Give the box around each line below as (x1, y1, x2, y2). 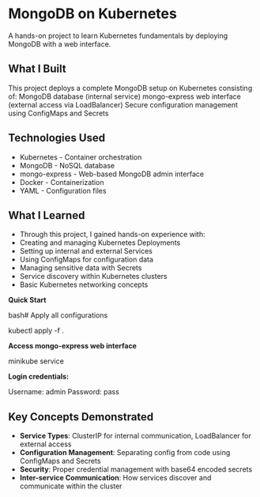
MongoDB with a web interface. (8, 39, 111, 48)
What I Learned (8, 209, 85, 222)
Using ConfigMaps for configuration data (19, 254, 154, 265)
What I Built (8, 62, 66, 76)
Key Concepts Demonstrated (8, 410, 154, 424)
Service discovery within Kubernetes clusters (19, 272, 168, 281)
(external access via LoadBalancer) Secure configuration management (8, 100, 239, 109)
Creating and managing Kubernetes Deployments (19, 238, 181, 247)
